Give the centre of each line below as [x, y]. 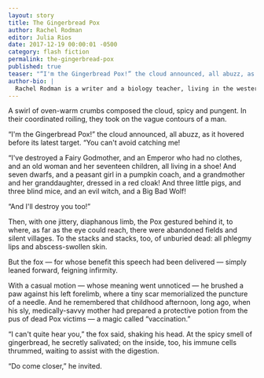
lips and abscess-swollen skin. [58, 247]
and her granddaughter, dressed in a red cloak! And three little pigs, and [125, 183]
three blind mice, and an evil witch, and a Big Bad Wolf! [97, 191]
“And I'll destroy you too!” [49, 207]
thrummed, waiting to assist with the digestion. [84, 351]
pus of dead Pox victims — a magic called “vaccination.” [99, 319]
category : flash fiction [49, 52]
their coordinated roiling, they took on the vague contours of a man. [117, 119]
